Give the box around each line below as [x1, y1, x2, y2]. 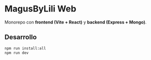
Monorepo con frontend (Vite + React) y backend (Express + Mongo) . [4, 19, 147, 25]
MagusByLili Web [4, 3, 76, 14]
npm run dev [4, 50, 29, 55]
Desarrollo [4, 33, 37, 41]
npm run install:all [4, 46, 47, 51]
